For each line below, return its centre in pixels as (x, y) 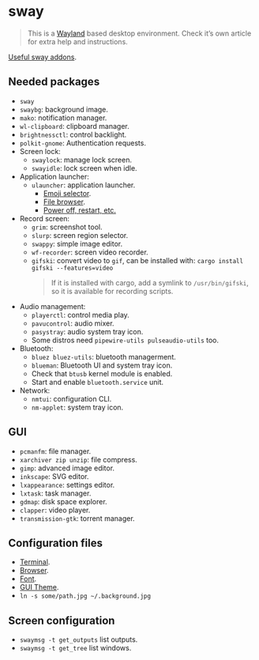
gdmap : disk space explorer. (64, 501)
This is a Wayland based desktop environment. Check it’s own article (139, 33)
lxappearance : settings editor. (67, 485)
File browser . (64, 202)
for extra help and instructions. (77, 41)
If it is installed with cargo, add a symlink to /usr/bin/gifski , (150, 282)
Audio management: (53, 306)
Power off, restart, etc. (80, 210)
